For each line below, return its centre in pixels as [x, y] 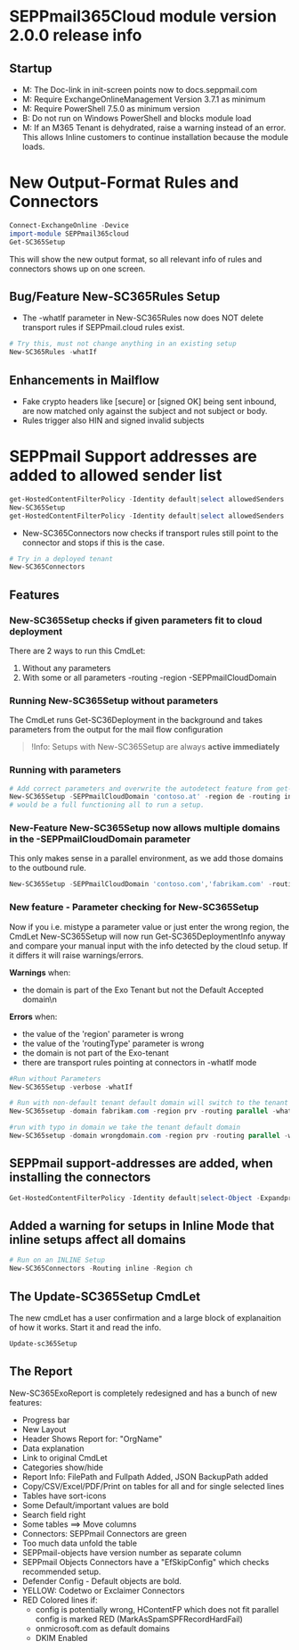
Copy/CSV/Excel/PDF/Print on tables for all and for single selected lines [153, 1486]
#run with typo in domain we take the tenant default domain [125, 1128]
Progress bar [46, 1420]
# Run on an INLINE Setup [57, 1260]
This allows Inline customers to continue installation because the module [155, 137]
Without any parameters [66, 667]
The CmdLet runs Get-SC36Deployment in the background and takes [136, 720]
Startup [31, 68]
